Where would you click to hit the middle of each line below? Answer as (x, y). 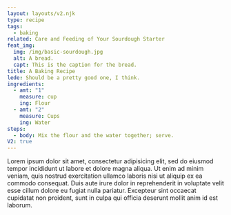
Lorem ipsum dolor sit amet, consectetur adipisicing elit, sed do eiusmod (110, 161)
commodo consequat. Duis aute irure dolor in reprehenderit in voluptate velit (115, 183)
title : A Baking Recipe (41, 71)
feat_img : (21, 45)
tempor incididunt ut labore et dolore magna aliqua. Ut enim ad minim (106, 169)
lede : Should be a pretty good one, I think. (73, 78)
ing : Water (35, 122)
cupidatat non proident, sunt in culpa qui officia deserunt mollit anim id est (113, 198)
